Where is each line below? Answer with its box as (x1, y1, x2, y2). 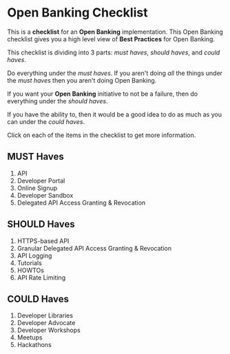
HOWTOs (17, 266, 45, 274)
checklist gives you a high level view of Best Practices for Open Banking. (7, 34, 216, 43)
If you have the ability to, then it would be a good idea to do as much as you (7, 110, 222, 118)
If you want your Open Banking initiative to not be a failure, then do (7, 90, 198, 98)
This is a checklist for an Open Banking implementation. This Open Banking (7, 28, 224, 36)
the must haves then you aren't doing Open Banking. (7, 76, 157, 84)
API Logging (17, 251, 52, 260)
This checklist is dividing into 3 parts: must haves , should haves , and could (7, 48, 220, 56)
